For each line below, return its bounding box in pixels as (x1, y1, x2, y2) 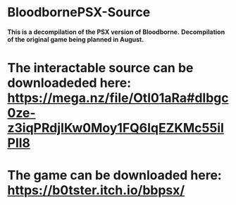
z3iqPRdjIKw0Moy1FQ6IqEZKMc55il (7, 120, 224, 136)
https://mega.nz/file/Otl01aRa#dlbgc (7, 90, 229, 106)
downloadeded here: (7, 75, 132, 91)
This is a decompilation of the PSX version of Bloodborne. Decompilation (7, 28, 225, 36)
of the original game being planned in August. (7, 35, 144, 43)
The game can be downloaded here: (7, 168, 222, 184)
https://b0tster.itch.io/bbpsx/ (7, 182, 185, 199)
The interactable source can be (7, 60, 194, 76)
